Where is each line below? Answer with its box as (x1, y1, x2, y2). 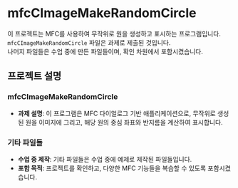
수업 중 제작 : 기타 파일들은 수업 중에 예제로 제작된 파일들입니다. (17, 155, 192, 163)
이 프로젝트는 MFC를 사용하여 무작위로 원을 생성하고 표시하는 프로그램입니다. (7, 29, 221, 38)
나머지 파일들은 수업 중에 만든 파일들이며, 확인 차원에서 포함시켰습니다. (7, 47, 203, 56)
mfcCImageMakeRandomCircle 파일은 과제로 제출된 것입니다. (7, 38, 171, 47)
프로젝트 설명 (7, 70, 62, 83)
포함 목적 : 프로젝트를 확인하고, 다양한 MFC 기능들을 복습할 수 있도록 (17, 164, 207, 172)
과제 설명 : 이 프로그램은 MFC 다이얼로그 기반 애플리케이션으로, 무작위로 (17, 109, 216, 117)
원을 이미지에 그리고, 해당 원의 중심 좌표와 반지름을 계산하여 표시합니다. (25, 117, 223, 126)
